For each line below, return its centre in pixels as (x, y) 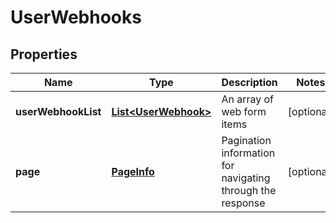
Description (249, 82)
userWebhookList (58, 111)
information (248, 153)
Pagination (246, 140)
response (243, 203)
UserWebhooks (76, 17)
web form (244, 111)
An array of (247, 99)
